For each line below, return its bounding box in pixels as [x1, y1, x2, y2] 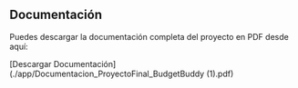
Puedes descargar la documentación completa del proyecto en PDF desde [9, 31, 289, 42]
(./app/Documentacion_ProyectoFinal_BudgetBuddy [9, 68, 205, 79]
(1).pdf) [206, 68, 234, 79]
